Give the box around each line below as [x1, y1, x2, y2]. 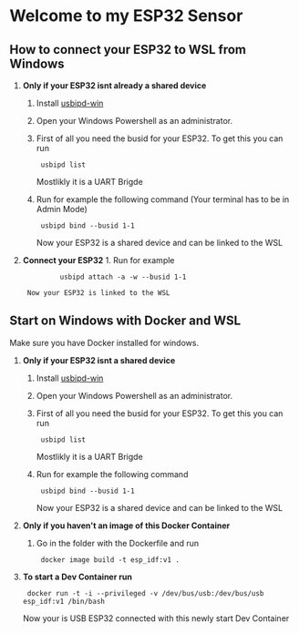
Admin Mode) [36, 204, 88, 214]
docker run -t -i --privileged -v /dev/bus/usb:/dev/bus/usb [26, 588, 264, 597]
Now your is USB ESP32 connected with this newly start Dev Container [22, 612, 290, 624]
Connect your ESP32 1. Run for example [22, 255, 175, 265]
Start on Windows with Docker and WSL [9, 313, 242, 329]
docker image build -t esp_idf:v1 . [40, 555, 180, 565]
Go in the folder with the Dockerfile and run [36, 537, 200, 548]
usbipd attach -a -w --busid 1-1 [59, 272, 187, 281]
